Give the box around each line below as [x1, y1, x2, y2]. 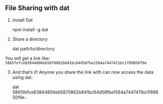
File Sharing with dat [5, 4, 70, 12]
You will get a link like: [5, 55, 50, 61]
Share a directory [12, 36, 48, 42]
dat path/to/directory [12, 45, 55, 51]
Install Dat [12, 17, 33, 23]
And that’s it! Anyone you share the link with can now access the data [12, 69, 154, 75]
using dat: [12, 74, 33, 80]
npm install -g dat [12, 27, 48, 33]
